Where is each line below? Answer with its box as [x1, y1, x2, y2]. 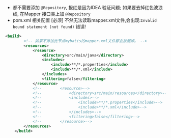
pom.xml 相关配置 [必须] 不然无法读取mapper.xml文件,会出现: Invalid [12, 17, 157, 23]
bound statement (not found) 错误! [12, 23, 87, 30]
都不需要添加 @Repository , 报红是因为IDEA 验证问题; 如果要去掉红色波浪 [12, 5, 163, 10]
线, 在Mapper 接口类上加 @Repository [12, 11, 91, 17]
